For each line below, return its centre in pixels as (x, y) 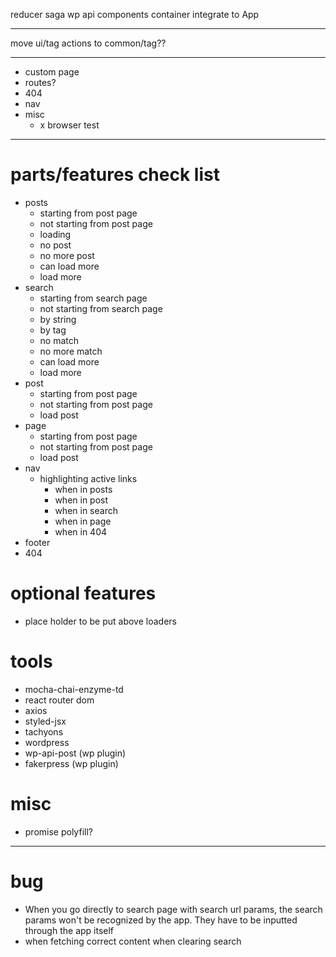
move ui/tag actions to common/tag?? (88, 43)
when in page (83, 521)
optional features (83, 593)
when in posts (83, 489)
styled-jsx (45, 721)
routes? (40, 82)
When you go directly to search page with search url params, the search (173, 909)
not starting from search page (101, 308)
